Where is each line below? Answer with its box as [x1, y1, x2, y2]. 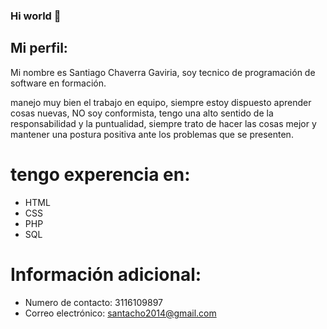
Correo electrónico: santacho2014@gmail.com [24, 307, 217, 319]
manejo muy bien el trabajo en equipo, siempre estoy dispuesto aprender [10, 96, 312, 108]
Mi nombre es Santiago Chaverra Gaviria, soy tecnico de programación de [10, 66, 316, 78]
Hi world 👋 [10, 9, 62, 23]
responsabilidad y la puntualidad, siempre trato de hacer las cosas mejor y [10, 117, 317, 129]
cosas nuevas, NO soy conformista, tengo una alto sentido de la [10, 107, 274, 119]
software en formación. [10, 77, 107, 89]
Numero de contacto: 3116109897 [24, 296, 163, 308]
